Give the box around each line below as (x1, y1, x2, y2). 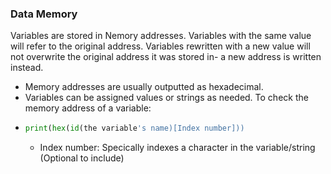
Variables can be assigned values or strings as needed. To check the (24, 92, 309, 104)
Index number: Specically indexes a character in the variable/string (39, 142, 316, 154)
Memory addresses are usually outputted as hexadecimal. (24, 81, 264, 93)
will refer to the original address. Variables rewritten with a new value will (10, 40, 311, 52)
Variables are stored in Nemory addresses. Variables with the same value (10, 30, 312, 42)
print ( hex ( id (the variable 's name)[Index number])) (24, 123, 245, 134)
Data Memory (10, 7, 78, 21)
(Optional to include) (39, 152, 125, 164)
